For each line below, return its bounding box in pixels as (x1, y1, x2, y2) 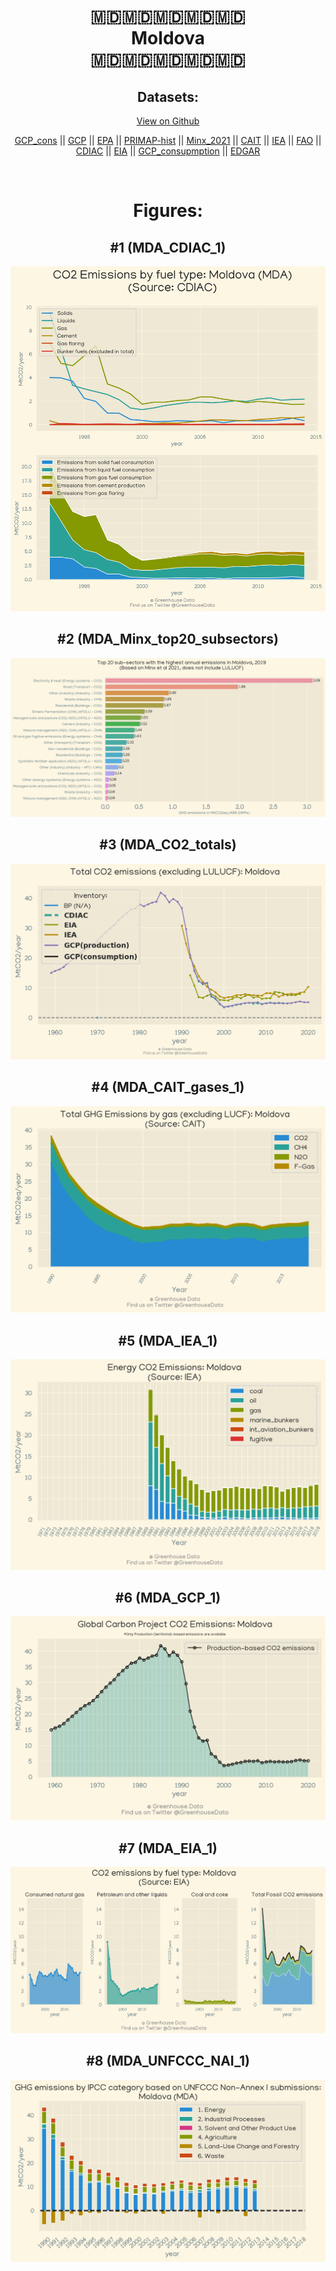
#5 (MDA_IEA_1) (118, 1332, 218, 1349)
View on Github (136, 115, 200, 127)
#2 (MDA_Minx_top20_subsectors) (57, 631, 279, 648)
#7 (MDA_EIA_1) (118, 1840, 218, 1857)
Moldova (131, 27, 205, 50)
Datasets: (137, 88, 199, 105)
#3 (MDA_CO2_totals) (99, 836, 237, 854)
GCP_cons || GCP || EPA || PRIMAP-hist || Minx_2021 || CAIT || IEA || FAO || (14, 135, 322, 146)
